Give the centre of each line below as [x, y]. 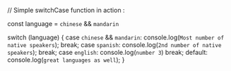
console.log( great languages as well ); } [66, 60]
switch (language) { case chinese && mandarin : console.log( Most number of [116, 37]
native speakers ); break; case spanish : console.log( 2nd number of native [114, 45]
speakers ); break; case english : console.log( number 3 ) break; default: [108, 52]
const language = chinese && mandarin [63, 24]
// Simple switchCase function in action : [66, 10]
